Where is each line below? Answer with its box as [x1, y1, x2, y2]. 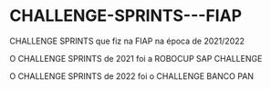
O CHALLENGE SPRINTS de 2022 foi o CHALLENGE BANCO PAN [9, 70, 254, 82]
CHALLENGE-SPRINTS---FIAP [9, 5, 243, 26]
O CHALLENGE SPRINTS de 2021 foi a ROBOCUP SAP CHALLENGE [9, 53, 263, 64]
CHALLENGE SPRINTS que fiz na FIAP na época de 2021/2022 [9, 35, 245, 46]
